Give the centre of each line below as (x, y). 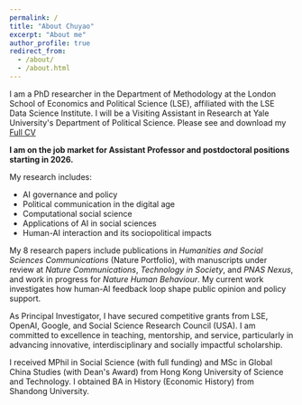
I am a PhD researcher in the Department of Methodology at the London (143, 94)
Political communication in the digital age (99, 203)
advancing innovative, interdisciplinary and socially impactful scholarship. (146, 344)
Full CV (23, 132)
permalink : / (34, 18)
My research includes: (51, 176)
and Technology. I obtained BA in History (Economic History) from (132, 381)
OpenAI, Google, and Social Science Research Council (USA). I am (133, 325)
